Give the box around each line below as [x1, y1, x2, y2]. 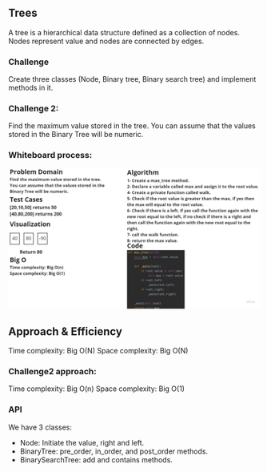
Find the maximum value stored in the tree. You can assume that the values [8, 121, 256, 131]
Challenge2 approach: [8, 365, 98, 377]
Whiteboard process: [8, 150, 93, 161]
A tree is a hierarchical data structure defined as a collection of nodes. [8, 27, 240, 37]
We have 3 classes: [8, 422, 73, 432]
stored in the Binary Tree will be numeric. [8, 130, 144, 139]
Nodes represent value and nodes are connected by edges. [8, 36, 205, 46]
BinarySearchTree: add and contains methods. [19, 454, 173, 464]
